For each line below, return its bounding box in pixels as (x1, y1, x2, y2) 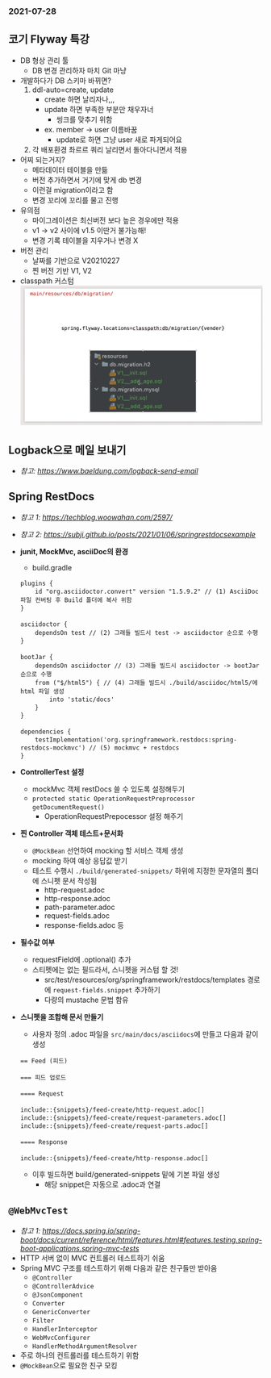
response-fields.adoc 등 (44, 920, 124, 929)
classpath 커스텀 (19, 276, 74, 286)
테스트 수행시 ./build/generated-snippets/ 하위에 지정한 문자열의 (31, 866, 244, 875)
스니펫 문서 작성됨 (40, 875, 98, 885)
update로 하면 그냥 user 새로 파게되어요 (56, 135, 183, 144)
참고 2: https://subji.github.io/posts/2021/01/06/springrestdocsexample (19, 529, 256, 539)
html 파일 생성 (19, 687, 65, 695)
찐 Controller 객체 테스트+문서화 (19, 829, 123, 838)
